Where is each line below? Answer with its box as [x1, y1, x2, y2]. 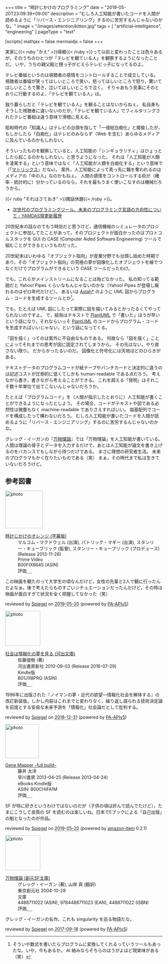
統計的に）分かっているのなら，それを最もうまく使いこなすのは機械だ [13, 179, 158, 185]
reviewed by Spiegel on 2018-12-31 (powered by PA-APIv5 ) [5, 714, 127, 720]
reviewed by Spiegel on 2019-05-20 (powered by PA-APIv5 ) [5, 601, 129, 607]
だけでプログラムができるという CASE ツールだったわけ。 [13, 265, 133, 271]
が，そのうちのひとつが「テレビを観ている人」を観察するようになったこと [5, 55, 158, 61]
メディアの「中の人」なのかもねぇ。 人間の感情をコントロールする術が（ [5, 173, 155, 179]
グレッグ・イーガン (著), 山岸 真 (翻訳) [17, 881, 96, 887]
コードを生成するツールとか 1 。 [13, 294, 77, 301]
